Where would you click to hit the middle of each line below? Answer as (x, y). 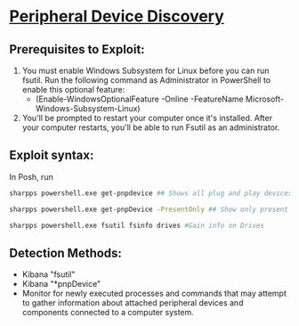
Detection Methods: (66, 253)
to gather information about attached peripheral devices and (133, 303)
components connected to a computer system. (108, 313)
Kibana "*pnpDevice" (61, 284)
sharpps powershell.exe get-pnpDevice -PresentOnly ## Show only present (149, 209)
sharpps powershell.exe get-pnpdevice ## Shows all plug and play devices (151, 193)
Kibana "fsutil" (48, 274)
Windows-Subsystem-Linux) (88, 108)
